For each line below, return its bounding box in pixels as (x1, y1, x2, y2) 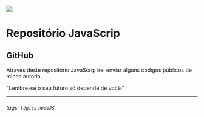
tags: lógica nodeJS (6, 104, 55, 111)
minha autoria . (6, 73, 44, 80)
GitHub (6, 50, 34, 60)
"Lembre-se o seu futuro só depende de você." (6, 84, 124, 92)
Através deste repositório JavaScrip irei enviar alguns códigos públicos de (6, 66, 192, 74)
